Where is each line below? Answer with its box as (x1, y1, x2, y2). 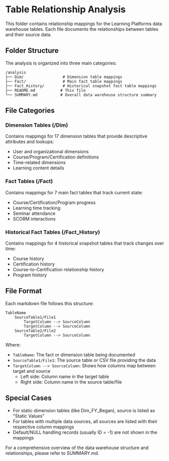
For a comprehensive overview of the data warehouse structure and (5, 445, 149, 451)
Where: (5, 342, 21, 348)
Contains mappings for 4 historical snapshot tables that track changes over (5, 240, 164, 247)
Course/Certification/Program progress (12, 199, 96, 206)
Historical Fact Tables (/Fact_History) (5, 228, 100, 235)
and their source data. (5, 31, 52, 37)
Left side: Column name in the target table (20, 373, 109, 379)
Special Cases (5, 394, 52, 403)
